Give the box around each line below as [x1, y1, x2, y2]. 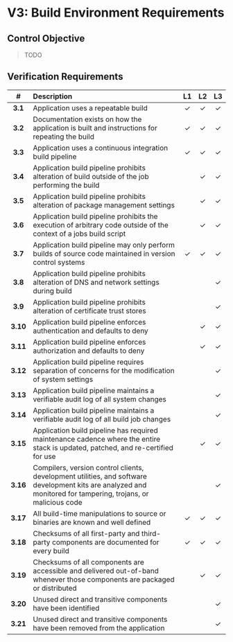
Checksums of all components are [33, 557, 144, 566]
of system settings [33, 374, 94, 384]
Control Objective [7, 33, 85, 44]
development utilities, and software [33, 471, 148, 481]
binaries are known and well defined [33, 517, 151, 527]
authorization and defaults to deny [33, 345, 145, 355]
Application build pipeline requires [33, 357, 144, 367]
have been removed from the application [33, 623, 165, 632]
